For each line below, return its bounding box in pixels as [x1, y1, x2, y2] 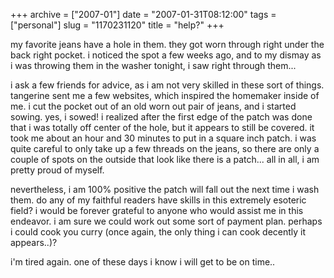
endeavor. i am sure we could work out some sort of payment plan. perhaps [10, 215, 323, 227]
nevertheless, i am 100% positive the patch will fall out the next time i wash [10, 184, 320, 195]
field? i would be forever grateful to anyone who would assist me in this [10, 205, 304, 216]
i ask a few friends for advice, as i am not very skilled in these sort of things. [10, 79, 325, 91]
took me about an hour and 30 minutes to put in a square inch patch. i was [10, 132, 317, 144]
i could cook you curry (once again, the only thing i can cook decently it [10, 226, 307, 238]
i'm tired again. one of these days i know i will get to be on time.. [10, 256, 276, 268]
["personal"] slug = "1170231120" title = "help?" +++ [10, 19, 225, 31]
